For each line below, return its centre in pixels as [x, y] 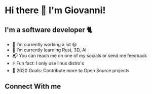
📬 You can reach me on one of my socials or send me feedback [80, 56]
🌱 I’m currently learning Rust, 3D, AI [49, 50]
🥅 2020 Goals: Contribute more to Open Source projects [71, 70]
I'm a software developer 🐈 [48, 30]
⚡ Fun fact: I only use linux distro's [48, 63]
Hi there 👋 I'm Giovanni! [55, 10]
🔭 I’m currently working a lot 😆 [44, 44]
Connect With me [33, 87]
